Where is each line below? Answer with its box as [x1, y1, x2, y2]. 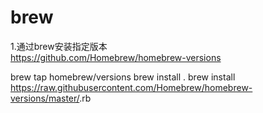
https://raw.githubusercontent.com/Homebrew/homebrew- [10, 81, 253, 93]
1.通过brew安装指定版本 [10, 40, 108, 52]
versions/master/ [10, 92, 80, 104]
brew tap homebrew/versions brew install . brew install [10, 71, 236, 83]
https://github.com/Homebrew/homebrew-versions [10, 51, 222, 63]
